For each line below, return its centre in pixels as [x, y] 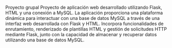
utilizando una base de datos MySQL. [45, 40]
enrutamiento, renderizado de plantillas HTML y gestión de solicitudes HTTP [86, 29]
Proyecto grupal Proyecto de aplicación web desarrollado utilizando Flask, [84, 7]
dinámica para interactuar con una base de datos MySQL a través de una [83, 18]
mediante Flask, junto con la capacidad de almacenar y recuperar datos [81, 34]
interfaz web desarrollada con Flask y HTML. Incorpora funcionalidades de [84, 23]
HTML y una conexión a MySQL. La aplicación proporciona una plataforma [84, 13]
